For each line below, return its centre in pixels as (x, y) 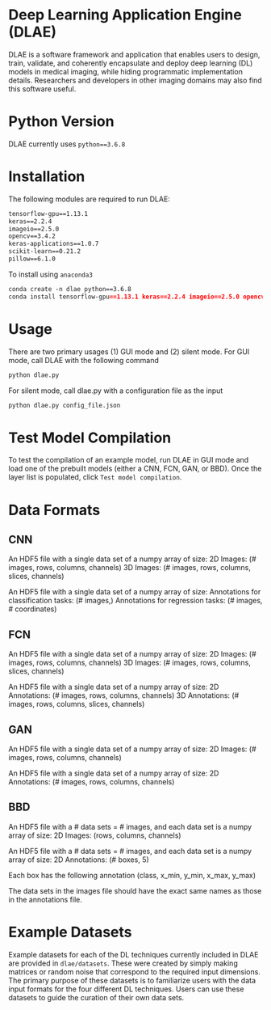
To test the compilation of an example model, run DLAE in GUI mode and (129, 460)
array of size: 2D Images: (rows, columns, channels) (95, 835)
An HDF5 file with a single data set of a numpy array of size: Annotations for (135, 592)
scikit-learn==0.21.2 (45, 251)
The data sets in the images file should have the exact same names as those (135, 890)
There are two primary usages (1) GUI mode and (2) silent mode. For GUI (129, 351)
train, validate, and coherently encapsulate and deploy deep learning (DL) (131, 63)
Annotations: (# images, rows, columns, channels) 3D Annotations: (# (124, 695)
